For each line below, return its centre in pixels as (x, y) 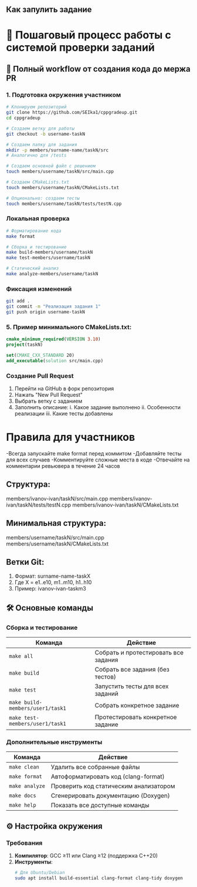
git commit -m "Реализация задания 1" (53, 307)
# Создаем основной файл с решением (51, 166)
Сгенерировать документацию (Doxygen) (110, 796)
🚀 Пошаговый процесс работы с (89, 35)
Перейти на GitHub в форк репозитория (64, 388)
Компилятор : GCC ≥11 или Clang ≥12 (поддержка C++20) (86, 856)
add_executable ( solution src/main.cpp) (55, 360)
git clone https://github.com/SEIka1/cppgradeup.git (72, 113)
